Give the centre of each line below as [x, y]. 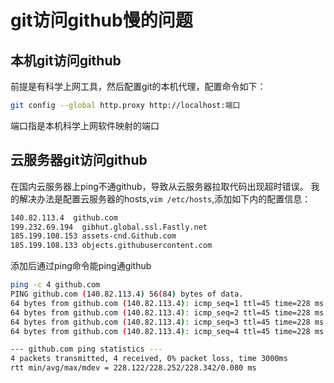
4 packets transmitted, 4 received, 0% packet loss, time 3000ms [149, 359]
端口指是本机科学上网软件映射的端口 [85, 125]
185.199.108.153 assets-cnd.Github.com [93, 236]
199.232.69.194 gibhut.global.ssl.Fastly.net [109, 227]
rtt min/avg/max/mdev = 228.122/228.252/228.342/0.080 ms [133, 368]
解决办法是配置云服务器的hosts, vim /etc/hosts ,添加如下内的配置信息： [165, 198]
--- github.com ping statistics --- [86, 349]
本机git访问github [66, 60]
